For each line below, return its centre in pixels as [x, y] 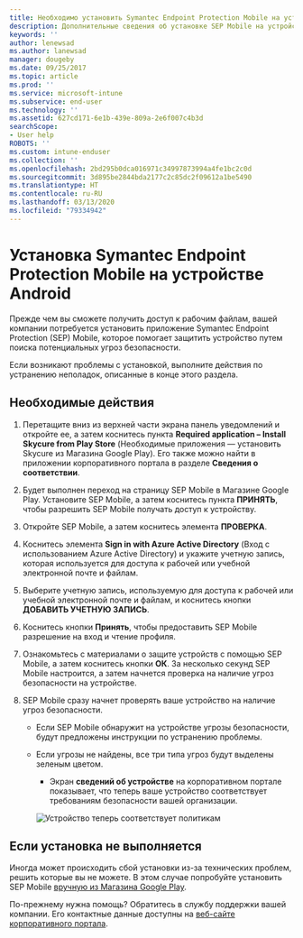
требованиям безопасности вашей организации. [143, 800]
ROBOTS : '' [30, 143]
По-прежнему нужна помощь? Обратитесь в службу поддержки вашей [148, 905]
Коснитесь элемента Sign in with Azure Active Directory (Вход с [146, 544]
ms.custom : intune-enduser [60, 152]
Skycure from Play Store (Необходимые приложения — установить [151, 444]
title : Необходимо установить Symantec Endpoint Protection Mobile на [145, 18]
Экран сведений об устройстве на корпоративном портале [165, 781]
